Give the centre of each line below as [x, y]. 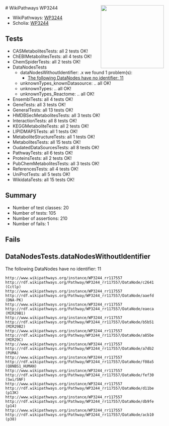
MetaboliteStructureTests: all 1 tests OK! [54, 137]
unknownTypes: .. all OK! [46, 88]
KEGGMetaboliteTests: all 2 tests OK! [51, 126]
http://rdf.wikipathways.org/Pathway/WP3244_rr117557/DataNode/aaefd [80, 295]
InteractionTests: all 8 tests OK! [45, 120]
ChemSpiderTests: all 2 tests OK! [47, 62]
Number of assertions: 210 [40, 218]
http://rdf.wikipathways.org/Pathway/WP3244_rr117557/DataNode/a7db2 [80, 348]
